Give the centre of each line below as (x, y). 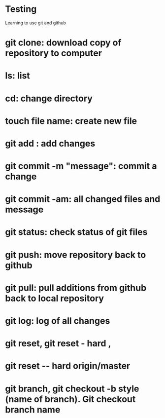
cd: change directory (49, 98)
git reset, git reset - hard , (58, 343)
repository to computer (54, 53)
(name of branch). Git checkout (70, 399)
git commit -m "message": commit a (81, 166)
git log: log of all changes (58, 321)
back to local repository (55, 298)
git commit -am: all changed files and (83, 199)
